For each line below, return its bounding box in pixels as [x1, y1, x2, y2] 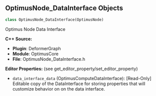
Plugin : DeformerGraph [12, 45, 61, 51]
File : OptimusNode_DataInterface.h [12, 56, 85, 62]
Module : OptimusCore [12, 51, 59, 57]
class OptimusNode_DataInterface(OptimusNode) [5, 17, 104, 22]
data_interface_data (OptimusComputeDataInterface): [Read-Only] [12, 75, 151, 81]
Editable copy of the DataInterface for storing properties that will [12, 81, 145, 87]
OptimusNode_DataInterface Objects [5, 4, 123, 12]
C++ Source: [5, 36, 32, 42]
